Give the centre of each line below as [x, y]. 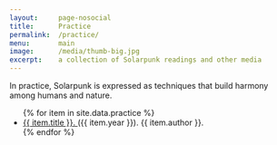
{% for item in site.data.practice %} [89, 113]
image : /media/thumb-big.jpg [75, 52]
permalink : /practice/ [54, 34]
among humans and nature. [61, 95]
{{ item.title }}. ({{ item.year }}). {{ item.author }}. [113, 122]
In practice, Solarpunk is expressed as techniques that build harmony [139, 86]
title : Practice [50, 26]
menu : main [42, 43]
